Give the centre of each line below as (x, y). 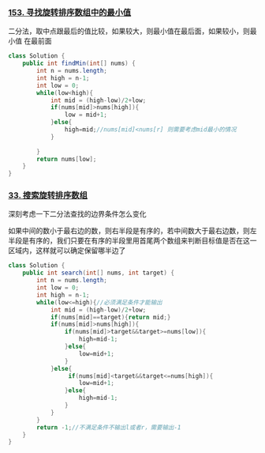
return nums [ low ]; (67, 159)
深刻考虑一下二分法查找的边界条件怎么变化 (77, 214)
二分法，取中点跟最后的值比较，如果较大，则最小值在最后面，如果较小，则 (129, 31)
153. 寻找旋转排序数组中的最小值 (70, 12)
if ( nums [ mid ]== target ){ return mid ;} (110, 317)
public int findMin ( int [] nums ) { (79, 64)
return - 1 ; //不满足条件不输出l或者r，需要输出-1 (109, 427)
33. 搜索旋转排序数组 (48, 195)
